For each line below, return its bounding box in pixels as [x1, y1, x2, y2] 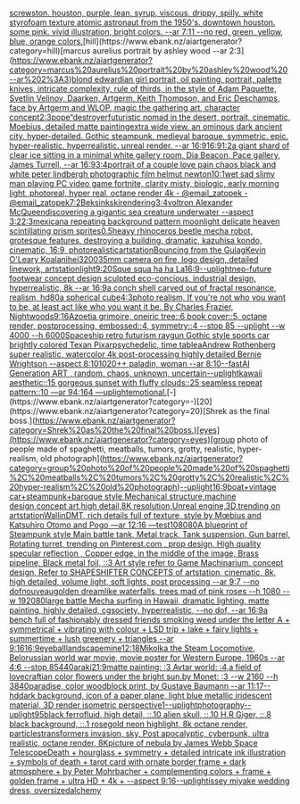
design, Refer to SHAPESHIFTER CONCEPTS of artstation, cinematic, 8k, [9, 567, 277, 577]
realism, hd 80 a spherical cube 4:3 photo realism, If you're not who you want [9, 292, 286, 303]
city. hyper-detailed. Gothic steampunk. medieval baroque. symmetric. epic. [9, 131, 288, 141]
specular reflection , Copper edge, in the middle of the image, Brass [9, 548, 259, 559]
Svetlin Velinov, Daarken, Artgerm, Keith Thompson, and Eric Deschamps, [9, 93, 280, 104]
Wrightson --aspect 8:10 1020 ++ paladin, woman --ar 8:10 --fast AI [9, 359, 250, 369]
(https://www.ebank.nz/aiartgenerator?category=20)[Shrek [9, 406, 228, 416]
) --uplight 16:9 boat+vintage [177, 482, 277, 492]
